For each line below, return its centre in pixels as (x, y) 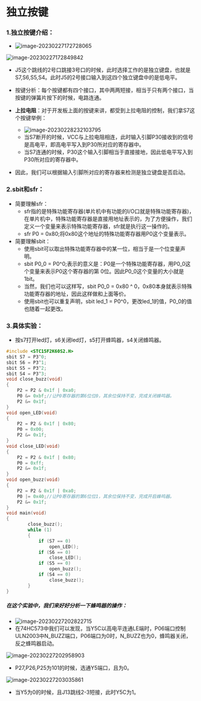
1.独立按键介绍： (30, 32)
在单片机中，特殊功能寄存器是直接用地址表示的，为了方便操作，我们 (108, 218)
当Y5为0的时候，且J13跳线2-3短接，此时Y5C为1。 (77, 692)
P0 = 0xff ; (31, 463)
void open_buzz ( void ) (33, 480)
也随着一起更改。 (45, 308)
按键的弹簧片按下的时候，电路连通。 (60, 98)
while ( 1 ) (40, 530)
